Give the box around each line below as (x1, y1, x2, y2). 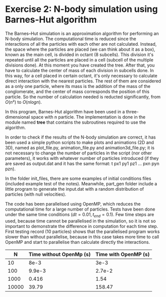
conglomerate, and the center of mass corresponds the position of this (5, 88, 150, 94)
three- (126, 108, 139, 115)
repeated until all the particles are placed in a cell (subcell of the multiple (5, 57, 154, 63)
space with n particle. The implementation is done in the (31, 114, 146, 120)
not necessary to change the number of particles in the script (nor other (5, 150, 152, 156)
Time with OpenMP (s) (95, 251, 150, 258)
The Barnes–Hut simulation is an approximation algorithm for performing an (5, 30, 159, 36)
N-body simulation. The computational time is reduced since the (5, 36, 136, 42)
